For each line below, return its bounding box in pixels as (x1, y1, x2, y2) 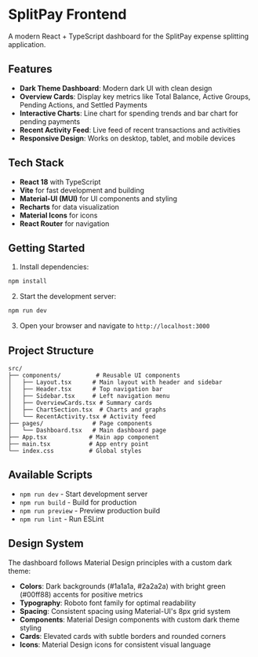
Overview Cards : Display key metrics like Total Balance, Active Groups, (19, 92, 251, 101)
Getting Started (8, 241, 85, 254)
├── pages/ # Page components (8, 419, 153, 427)
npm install (8, 277, 47, 286)
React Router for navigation (19, 218, 110, 228)
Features (8, 63, 53, 76)
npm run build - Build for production (19, 497, 137, 507)
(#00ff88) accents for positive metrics (19, 589, 144, 599)
